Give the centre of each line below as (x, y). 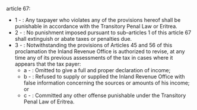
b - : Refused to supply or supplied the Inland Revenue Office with (104, 77)
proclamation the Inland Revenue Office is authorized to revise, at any (100, 51)
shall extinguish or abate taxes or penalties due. (73, 39)
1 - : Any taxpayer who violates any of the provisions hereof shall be (98, 20)
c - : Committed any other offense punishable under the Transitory (105, 95)
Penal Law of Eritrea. (49, 102)
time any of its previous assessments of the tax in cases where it (94, 58)
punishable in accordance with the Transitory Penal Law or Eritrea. (96, 26)
